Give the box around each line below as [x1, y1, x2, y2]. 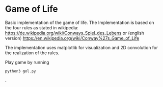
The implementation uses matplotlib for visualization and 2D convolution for [5, 44, 158, 50]
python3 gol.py [5, 68, 36, 74]
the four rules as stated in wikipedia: [5, 24, 79, 30]
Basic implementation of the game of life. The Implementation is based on [5, 20, 155, 25]
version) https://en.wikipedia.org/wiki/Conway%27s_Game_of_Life [5, 35, 139, 41]
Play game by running [5, 59, 50, 65]
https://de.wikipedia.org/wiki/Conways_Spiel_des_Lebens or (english [5, 30, 144, 36]
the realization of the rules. [5, 50, 60, 56]
